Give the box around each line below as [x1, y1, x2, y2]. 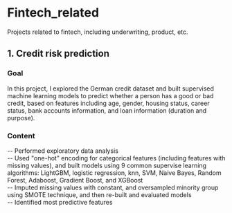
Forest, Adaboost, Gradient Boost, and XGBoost [7, 176, 143, 184]
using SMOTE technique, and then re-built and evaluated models [7, 190, 192, 198]
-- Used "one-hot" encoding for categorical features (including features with [7, 154, 226, 162]
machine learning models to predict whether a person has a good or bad [7, 91, 214, 100]
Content [7, 131, 36, 140]
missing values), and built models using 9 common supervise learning [7, 161, 206, 169]
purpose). [7, 113, 35, 122]
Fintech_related [7, 5, 99, 21]
